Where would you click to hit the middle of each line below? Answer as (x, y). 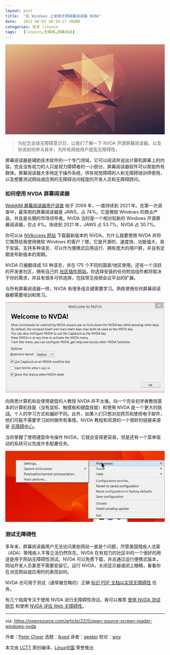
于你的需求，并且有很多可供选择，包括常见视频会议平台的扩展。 (72, 278)
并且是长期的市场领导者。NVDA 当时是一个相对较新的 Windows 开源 (85, 218)
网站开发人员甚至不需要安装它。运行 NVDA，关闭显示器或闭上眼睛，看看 (81, 565)
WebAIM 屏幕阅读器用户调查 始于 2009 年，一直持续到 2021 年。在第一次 (81, 205)
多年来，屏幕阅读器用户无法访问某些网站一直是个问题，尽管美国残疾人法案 (83, 546)
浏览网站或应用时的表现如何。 (40, 572)
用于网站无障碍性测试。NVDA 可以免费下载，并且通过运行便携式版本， (87, 559)
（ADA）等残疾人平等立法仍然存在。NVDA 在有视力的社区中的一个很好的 (81, 553)
